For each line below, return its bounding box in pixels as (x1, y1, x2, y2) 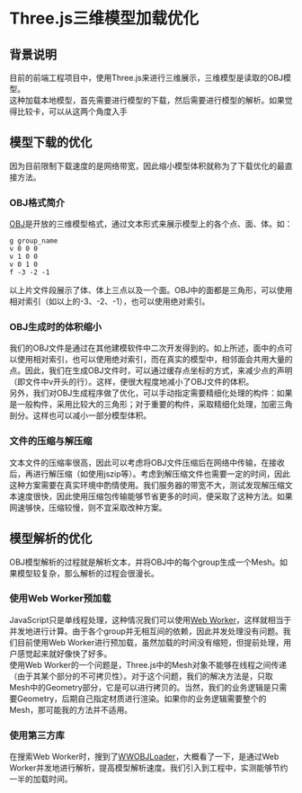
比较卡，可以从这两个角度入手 (16, 106, 128, 117)
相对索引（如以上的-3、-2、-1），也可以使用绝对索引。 (9, 296, 210, 307)
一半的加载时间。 (9, 774, 73, 785)
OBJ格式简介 (9, 196, 66, 209)
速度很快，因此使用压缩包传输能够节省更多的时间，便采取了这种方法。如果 (16, 491, 293, 502)
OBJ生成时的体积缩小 (9, 321, 102, 334)
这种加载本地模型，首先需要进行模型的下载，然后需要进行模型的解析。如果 (9, 95, 285, 105)
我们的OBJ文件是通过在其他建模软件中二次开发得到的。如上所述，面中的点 (9, 343, 285, 353)
